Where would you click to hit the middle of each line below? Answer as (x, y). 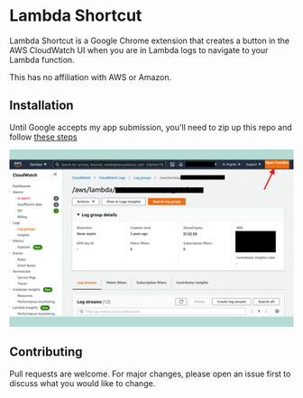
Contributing (46, 352)
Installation (41, 106)
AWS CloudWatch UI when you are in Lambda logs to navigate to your (139, 50)
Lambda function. (42, 59)
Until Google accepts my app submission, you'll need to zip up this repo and (151, 127)
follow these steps (43, 137)
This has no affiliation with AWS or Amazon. (91, 77)
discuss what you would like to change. (83, 383)
